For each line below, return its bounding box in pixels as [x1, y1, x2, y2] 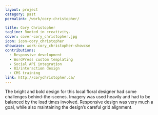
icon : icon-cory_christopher [5, 39, 64, 44]
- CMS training [9, 70, 40, 76]
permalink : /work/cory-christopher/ [5, 16, 79, 21]
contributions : [5, 47, 36, 53]
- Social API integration [9, 62, 62, 67]
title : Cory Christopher [5, 25, 56, 30]
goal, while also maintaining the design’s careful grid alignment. [5, 104, 133, 110]
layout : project [5, 7, 38, 12]
